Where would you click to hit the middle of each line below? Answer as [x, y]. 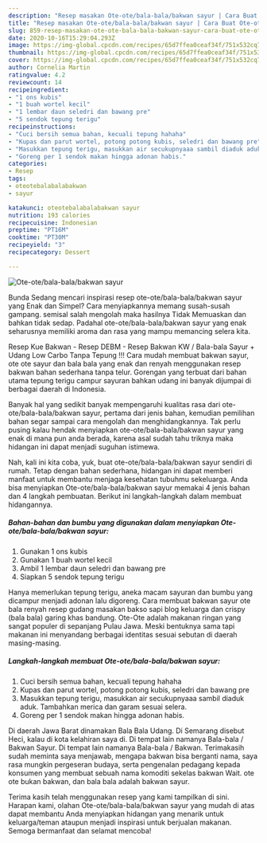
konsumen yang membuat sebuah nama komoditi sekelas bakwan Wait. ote [132, 773]
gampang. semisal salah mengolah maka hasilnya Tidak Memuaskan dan [127, 314]
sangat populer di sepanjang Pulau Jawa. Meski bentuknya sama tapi [122, 625]
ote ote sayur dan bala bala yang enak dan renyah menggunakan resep [124, 363]
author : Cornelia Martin [49, 68]
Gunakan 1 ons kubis [54, 551]
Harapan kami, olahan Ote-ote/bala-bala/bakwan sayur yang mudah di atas [132, 805]
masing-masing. [35, 643]
